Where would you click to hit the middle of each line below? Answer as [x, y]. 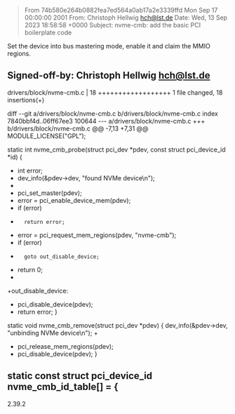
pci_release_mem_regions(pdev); [65, 346]
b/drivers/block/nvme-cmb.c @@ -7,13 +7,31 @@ [78, 128]
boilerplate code [48, 32]
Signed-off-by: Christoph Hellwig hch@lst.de [109, 75]
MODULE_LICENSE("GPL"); [47, 135]
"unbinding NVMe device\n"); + [53, 333]
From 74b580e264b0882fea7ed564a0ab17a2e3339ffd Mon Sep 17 [121, 10]
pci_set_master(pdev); [49, 193]
